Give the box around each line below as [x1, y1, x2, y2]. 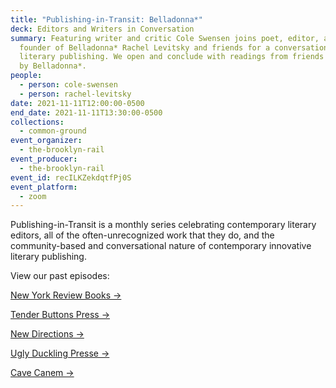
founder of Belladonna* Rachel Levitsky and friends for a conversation [19, 42, 329, 53]
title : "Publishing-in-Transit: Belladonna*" [10, 14, 203, 25]
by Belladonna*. [19, 61, 87, 71]
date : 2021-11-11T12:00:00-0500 [10, 98, 145, 108]
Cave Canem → [10, 367, 75, 379]
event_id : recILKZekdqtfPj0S [10, 172, 132, 183]
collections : [10, 117, 65, 127]
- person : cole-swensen [19, 80, 118, 90]
